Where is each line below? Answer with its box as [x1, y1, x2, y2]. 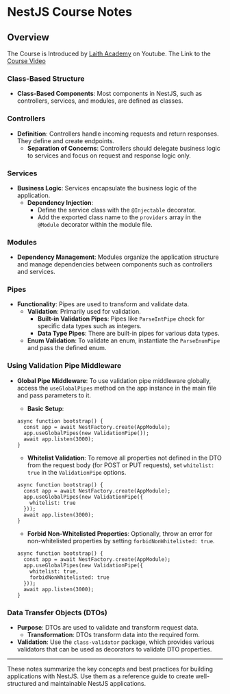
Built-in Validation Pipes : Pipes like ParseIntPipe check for [37, 314, 205, 323]
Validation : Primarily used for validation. [27, 308, 142, 316]
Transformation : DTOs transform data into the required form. [27, 631, 201, 639]
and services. [16, 268, 56, 276]
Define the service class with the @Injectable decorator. [37, 206, 196, 214]
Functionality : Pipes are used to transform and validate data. [16, 300, 190, 308]
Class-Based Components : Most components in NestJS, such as [16, 90, 203, 98]
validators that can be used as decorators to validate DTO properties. [16, 645, 212, 654]
